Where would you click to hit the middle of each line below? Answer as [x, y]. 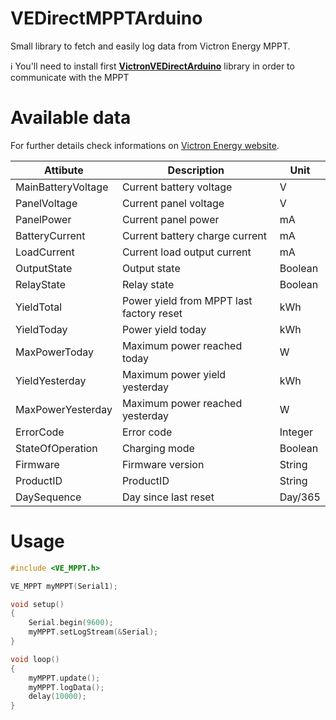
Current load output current [186, 252]
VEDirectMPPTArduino [106, 18]
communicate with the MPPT [70, 77]
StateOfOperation [56, 448]
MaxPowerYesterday [64, 409]
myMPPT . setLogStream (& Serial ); [93, 632]
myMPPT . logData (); [66, 687]
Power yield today [164, 329]
